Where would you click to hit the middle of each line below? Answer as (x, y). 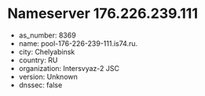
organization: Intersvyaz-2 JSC (69, 68)
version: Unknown (48, 76)
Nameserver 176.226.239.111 (102, 14)
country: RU (38, 60)
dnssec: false (40, 85)
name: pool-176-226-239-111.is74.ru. (78, 43)
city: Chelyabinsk (47, 52)
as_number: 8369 (47, 35)
